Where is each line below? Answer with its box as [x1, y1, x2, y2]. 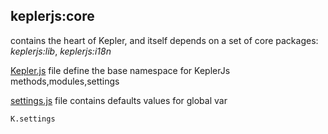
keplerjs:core [10, 8, 95, 25]
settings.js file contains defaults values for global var [10, 94, 228, 106]
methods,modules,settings [10, 75, 120, 87]
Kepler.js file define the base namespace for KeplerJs [10, 64, 231, 76]
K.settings [10, 114, 56, 124]
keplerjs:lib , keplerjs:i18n [10, 45, 112, 57]
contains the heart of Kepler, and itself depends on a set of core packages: [10, 34, 319, 46]
